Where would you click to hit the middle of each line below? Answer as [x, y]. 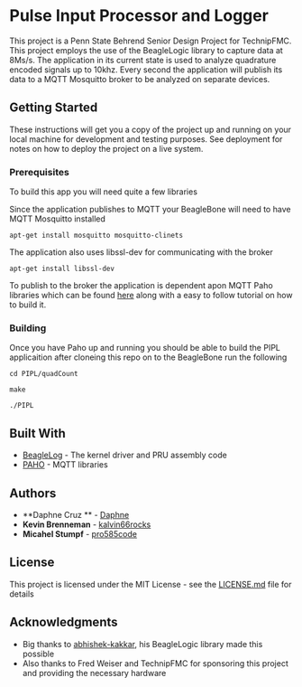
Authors [33, 493]
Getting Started [54, 108]
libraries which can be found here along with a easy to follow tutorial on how [151, 296]
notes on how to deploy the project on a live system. [106, 148]
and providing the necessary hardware [94, 673]
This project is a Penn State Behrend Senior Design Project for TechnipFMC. [151, 41]
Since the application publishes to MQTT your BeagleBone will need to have [150, 210]
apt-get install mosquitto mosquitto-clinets [96, 236]
